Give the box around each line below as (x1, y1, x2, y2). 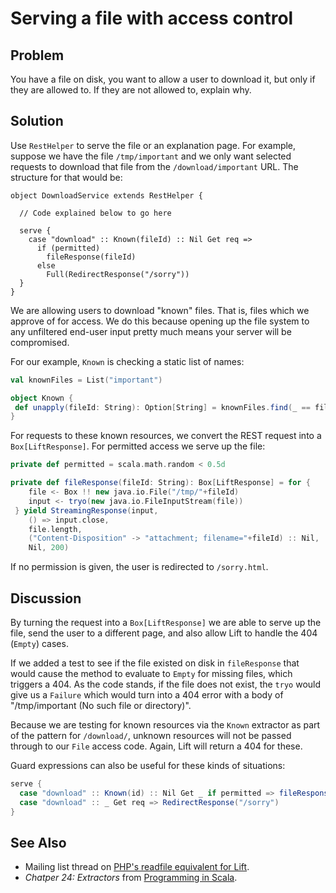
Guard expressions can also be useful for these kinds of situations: (10, 760, 286, 771)
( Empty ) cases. (10, 638, 69, 649)
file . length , (28, 524, 83, 534)
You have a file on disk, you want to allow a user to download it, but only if (10, 73, 316, 85)
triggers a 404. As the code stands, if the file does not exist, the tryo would (10, 678, 322, 690)
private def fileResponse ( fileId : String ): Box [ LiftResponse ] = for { (10, 478, 311, 488)
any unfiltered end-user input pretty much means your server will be (10, 325, 292, 337)
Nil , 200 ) (28, 543, 70, 553)
